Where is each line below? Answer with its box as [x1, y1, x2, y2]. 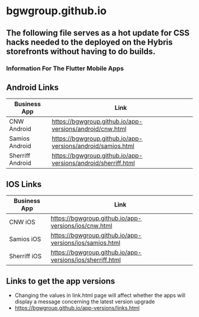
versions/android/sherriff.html [52, 159, 135, 167]
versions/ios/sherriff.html [50, 256, 121, 264]
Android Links [6, 82, 59, 93]
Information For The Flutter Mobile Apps [6, 64, 124, 72]
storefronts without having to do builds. [6, 46, 156, 56]
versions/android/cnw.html [52, 125, 127, 133]
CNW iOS [9, 218, 36, 226]
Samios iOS [9, 235, 41, 243]
